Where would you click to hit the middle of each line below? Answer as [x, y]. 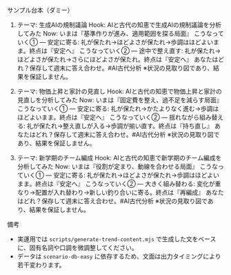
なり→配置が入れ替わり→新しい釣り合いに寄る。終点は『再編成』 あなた [120, 192]
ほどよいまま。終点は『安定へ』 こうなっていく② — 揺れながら [108, 117]
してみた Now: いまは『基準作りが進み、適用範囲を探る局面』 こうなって [120, 34]
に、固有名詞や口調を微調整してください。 [77, 248]
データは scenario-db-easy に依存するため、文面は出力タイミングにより [119, 256]
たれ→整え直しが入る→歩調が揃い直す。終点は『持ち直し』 [129, 126]
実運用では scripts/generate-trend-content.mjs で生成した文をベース [117, 239]
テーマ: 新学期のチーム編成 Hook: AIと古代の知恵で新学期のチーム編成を [119, 158]
